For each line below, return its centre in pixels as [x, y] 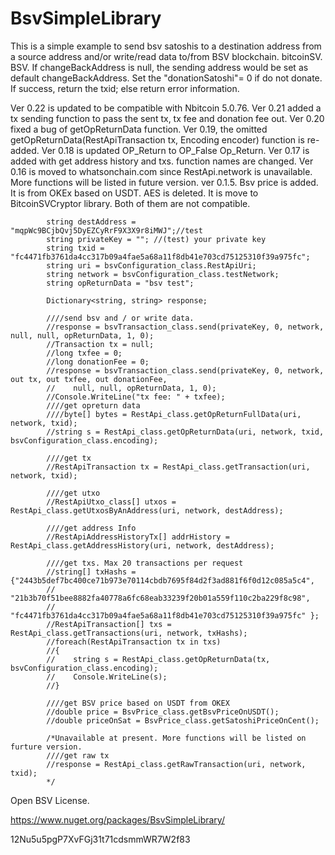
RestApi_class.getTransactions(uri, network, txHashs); [129, 633]
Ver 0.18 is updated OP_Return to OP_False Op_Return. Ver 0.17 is [175, 150]
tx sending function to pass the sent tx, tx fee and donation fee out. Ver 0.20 [167, 118]
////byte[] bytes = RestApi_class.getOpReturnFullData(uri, [174, 414]
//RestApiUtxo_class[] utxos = [111, 502]
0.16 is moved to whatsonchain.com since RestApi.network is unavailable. [161, 171]
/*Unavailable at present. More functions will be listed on [176, 738]
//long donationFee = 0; [98, 362]
